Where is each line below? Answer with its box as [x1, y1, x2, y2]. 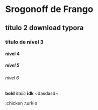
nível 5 [5, 62, 20, 68]
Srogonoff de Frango [5, 3, 93, 15]
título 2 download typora [5, 23, 84, 32]
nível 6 [5, 75, 19, 81]
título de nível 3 [5, 38, 44, 45]
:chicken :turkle [5, 100, 38, 106]
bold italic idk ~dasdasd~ [5, 90, 59, 96]
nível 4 [5, 51, 20, 57]
